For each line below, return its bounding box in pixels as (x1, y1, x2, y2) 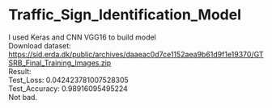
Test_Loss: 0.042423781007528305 (8, 75, 130, 85)
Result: (8, 66, 32, 76)
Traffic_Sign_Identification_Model (8, 6, 241, 24)
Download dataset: (8, 40, 71, 50)
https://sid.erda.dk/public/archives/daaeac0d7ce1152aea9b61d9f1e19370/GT (8, 49, 265, 59)
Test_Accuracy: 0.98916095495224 (8, 83, 128, 93)
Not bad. (8, 92, 38, 102)
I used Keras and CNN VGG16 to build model (8, 32, 156, 42)
